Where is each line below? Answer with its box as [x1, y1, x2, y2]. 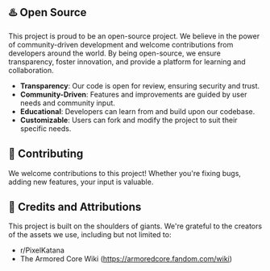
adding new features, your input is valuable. [8, 177, 154, 187]
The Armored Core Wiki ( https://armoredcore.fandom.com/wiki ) [19, 254, 232, 264]
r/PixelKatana [19, 245, 64, 255]
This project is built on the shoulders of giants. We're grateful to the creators [8, 221, 263, 231]
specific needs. [19, 123, 72, 133]
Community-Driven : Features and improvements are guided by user [19, 89, 247, 99]
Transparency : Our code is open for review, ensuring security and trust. [19, 80, 260, 90]
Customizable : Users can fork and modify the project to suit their [19, 115, 238, 125]
